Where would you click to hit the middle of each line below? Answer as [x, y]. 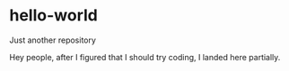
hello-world [54, 16]
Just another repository [53, 40]
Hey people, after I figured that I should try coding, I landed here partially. [145, 57]
